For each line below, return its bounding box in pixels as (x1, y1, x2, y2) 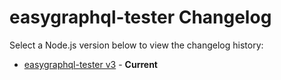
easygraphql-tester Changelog (9, 6, 272, 29)
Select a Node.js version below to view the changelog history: (9, 39, 264, 51)
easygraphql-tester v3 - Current (23, 58, 158, 70)
